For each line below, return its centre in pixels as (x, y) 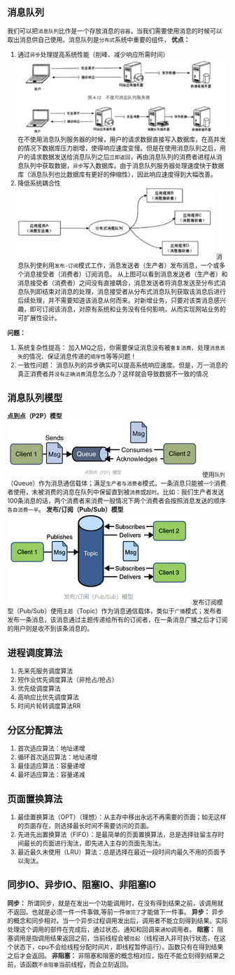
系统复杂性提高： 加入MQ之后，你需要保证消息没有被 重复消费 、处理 (113, 347)
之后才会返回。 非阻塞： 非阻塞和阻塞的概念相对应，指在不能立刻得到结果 (113, 955)
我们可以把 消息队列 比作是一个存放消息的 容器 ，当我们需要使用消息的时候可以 (115, 31)
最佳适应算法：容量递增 (51, 766)
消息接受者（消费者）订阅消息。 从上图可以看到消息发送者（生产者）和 (126, 274)
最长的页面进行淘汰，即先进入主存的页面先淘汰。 (94, 843)
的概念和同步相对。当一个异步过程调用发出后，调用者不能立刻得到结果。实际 (117, 920)
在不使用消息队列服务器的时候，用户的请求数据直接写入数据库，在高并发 (121, 139)
